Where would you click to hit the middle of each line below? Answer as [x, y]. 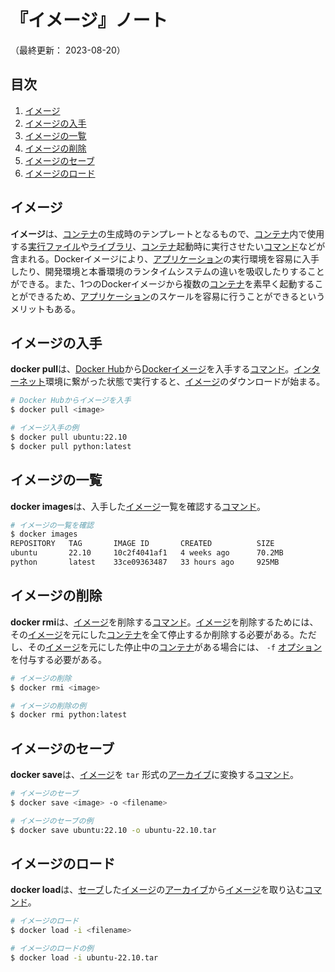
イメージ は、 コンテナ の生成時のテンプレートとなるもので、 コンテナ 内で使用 [167, 233]
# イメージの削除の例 [48, 706]
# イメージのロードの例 [52, 949]
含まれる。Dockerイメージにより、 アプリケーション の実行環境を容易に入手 [165, 258]
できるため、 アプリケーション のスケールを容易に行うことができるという [176, 296]
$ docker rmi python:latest [69, 715]
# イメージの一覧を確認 [52, 525]
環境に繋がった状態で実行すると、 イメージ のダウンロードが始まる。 [185, 382]
